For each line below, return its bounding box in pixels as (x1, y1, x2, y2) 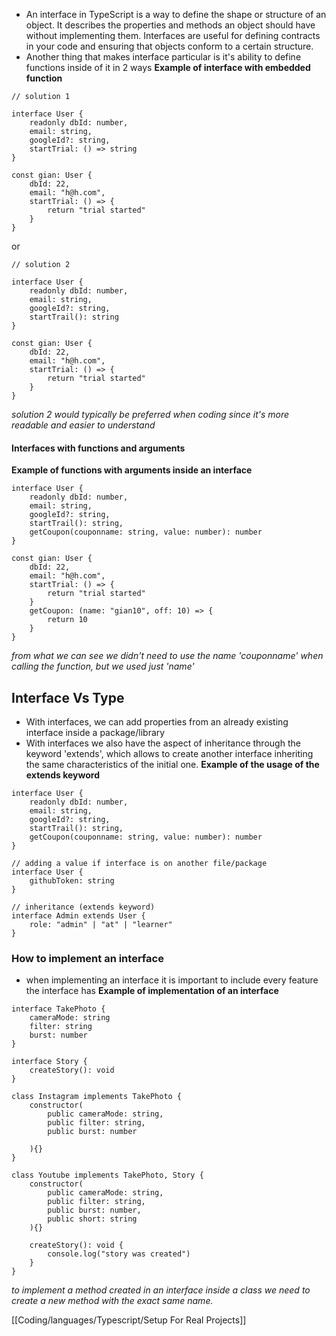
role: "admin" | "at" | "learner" (29, 920, 173, 930)
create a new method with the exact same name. (11, 1295, 214, 1307)
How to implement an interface (11, 951, 164, 965)
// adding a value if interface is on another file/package (11, 859, 268, 869)
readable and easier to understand (11, 419, 156, 431)
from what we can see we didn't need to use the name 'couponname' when (11, 650, 324, 662)
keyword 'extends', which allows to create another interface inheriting (25, 748, 314, 760)
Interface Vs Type (11, 689, 125, 706)
